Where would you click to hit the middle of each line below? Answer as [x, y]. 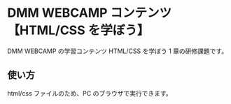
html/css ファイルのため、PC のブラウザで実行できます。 [90, 93]
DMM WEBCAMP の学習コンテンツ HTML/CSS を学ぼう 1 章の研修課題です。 [118, 51]
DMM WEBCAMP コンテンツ [90, 13]
